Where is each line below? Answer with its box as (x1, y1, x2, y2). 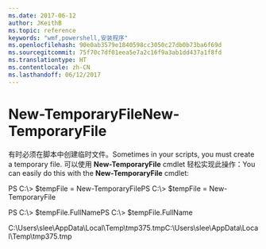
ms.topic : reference (8, 26, 77, 34)
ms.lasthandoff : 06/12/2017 (8, 71, 102, 79)
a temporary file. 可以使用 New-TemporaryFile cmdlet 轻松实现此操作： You (8, 159, 256, 169)
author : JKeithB (8, 19, 62, 27)
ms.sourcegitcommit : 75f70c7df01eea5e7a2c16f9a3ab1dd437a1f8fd (8, 49, 222, 56)
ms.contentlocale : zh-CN (8, 64, 91, 72)
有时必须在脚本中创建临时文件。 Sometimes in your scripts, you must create (8, 149, 255, 159)
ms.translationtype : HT (8, 56, 87, 64)
